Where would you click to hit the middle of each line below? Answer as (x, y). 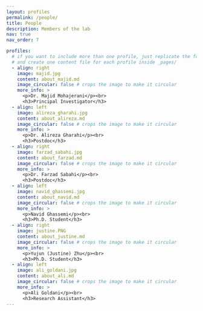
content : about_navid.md (48, 197)
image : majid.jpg (39, 73)
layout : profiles (28, 12)
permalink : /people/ (32, 18)
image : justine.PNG (42, 231)
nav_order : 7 (23, 40)
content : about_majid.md (48, 79)
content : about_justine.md (51, 237)
